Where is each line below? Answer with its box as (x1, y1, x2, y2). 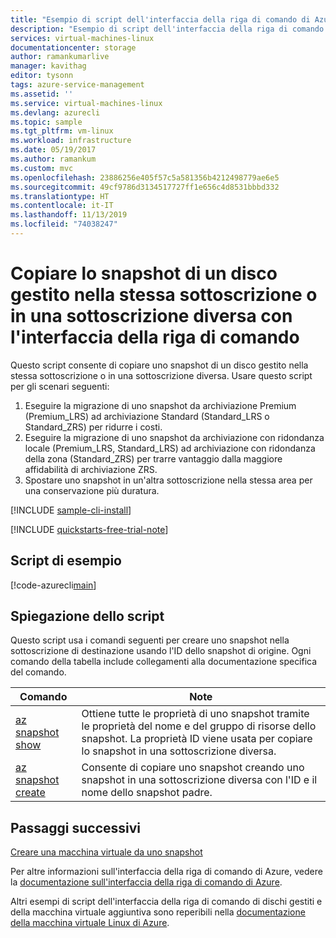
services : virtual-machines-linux (10, 33, 155, 43)
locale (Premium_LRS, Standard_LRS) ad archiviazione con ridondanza (24, 442, 316, 454)
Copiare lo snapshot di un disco (10, 262, 278, 285)
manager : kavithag (10, 61, 87, 71)
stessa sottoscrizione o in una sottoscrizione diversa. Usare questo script (10, 369, 313, 381)
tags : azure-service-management (10, 80, 145, 90)
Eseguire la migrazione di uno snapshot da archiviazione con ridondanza (24, 431, 325, 443)
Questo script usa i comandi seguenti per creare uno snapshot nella (10, 634, 290, 646)
